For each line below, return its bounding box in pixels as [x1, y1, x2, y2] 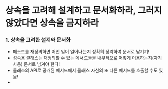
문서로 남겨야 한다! [23, 61, 60, 67]
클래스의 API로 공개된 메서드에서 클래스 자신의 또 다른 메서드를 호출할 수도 [12, 67, 158, 73]
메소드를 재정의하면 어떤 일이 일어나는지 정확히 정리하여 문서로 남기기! [12, 49, 150, 55]
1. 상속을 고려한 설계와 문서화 [5, 36, 71, 43]
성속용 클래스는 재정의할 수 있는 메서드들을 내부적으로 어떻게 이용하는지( [12, 55, 154, 61]
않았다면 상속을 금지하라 [5, 17, 99, 29]
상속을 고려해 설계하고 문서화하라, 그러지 [5, 5, 162, 16]
